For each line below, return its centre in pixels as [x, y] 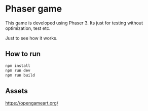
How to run [23, 54]
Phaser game [34, 9]
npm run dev [18, 70]
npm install [18, 66]
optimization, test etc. [28, 28]
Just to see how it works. [31, 38]
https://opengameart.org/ [32, 103]
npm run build [20, 75]
